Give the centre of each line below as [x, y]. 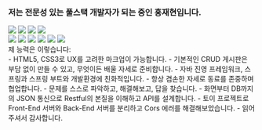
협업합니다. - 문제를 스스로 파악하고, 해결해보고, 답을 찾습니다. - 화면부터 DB [125, 88]
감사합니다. [46, 118]
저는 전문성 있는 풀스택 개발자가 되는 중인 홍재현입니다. [105, 12]
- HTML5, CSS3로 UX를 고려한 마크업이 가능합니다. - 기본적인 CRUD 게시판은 [128, 60]
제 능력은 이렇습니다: [40, 49]
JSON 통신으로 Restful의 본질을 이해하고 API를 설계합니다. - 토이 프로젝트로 [133, 99]
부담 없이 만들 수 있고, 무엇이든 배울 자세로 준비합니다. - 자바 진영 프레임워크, [126, 69]
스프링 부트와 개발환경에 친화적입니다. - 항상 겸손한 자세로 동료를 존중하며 [141, 79]
